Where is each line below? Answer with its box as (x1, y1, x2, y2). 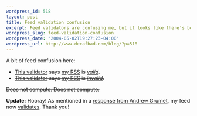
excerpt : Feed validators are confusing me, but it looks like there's (6, 24, 185, 31)
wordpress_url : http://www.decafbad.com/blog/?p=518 (6, 41, 138, 47)
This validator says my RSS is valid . (14, 68, 101, 75)
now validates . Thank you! (6, 103, 70, 110)
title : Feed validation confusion (6, 19, 91, 25)
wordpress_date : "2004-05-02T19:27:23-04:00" (6, 36, 119, 41)
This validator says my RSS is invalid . (14, 74, 104, 82)
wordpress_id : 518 (6, 8, 51, 15)
